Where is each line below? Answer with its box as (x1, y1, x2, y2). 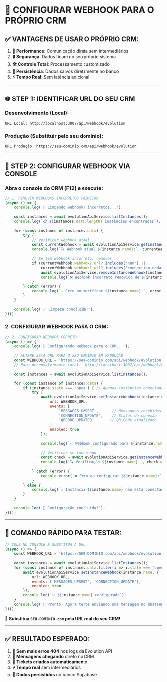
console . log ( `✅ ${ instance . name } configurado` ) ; (23, 593, 127, 598)
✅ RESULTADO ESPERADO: (5, 635, 90, 643)
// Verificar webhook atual (31, 237, 90, 243)
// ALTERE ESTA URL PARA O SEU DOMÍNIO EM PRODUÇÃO (14, 353, 123, 358)
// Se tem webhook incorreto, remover (31, 256, 112, 261)
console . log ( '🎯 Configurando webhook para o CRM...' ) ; (14, 344, 130, 349)
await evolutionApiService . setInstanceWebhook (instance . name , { (23, 570, 159, 575)
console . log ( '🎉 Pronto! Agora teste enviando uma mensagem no (14, 602, 146, 607)
